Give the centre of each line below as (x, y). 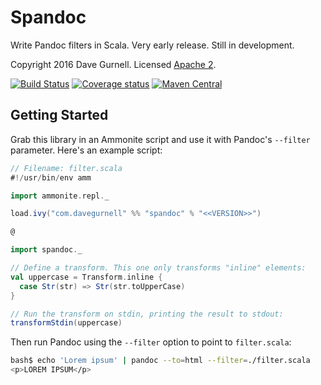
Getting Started (59, 115)
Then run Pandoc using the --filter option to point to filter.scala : (151, 342)
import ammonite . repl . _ (60, 196)
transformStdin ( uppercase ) (66, 323)
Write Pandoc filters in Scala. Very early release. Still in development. (152, 45)
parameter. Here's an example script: (86, 150)
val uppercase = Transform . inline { (86, 277)
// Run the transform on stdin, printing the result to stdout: (147, 314)
